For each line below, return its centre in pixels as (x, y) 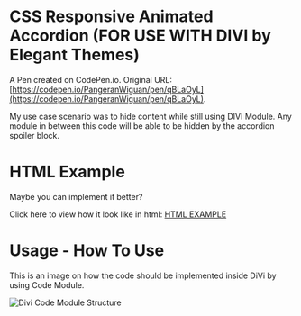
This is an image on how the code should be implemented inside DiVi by (143, 275)
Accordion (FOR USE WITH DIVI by (141, 36)
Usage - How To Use (87, 251)
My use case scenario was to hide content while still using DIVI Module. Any (151, 116)
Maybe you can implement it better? (76, 196)
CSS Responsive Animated (111, 17)
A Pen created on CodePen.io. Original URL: (91, 79)
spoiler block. (35, 135)
